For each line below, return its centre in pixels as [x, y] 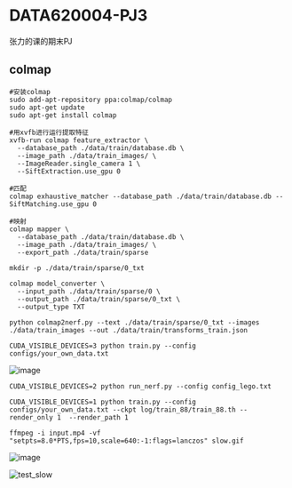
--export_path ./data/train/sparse [83, 252]
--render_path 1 [99, 417]
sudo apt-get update [47, 108]
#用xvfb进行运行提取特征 [49, 132]
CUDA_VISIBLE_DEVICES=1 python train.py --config [103, 402]
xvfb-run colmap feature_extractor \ [79, 140]
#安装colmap [30, 92]
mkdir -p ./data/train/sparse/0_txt [77, 268]
